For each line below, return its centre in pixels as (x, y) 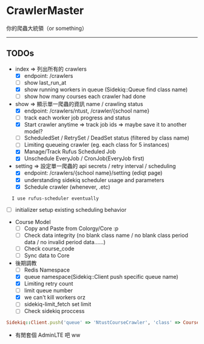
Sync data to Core (47, 255)
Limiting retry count (49, 284)
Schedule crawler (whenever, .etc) (67, 187)
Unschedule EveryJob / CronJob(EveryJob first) (84, 158)
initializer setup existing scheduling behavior (71, 209)
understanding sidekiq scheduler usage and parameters (94, 180)
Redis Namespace (47, 270)
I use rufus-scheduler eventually (55, 198)
